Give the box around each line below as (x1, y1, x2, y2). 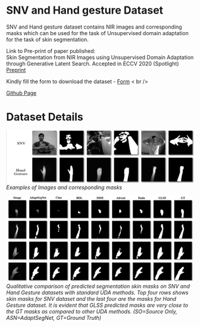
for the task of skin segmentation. (6, 36, 89, 43)
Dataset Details (6, 111, 83, 124)
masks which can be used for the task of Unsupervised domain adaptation (6, 29, 189, 36)
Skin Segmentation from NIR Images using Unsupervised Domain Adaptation (6, 54, 194, 61)
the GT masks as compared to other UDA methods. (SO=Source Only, (6, 308, 177, 315)
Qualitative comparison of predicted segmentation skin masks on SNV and (6, 283, 190, 290)
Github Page (6, 89, 37, 96)
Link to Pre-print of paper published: (6, 47, 96, 54)
